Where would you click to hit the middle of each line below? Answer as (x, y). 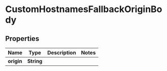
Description (62, 53)
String (35, 61)
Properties (22, 39)
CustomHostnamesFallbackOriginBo (84, 9)
